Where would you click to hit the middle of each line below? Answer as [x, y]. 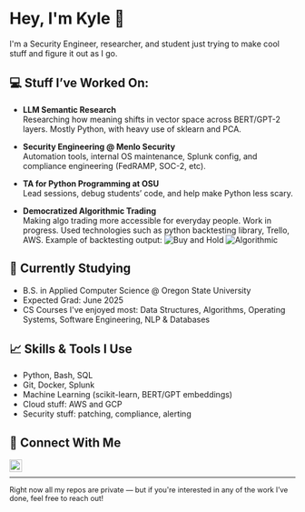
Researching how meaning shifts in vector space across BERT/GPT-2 [152, 119]
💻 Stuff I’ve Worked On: [79, 83]
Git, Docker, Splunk [59, 385]
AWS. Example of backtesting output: [92, 239]
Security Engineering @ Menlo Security [98, 146]
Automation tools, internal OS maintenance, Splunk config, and [140, 156]
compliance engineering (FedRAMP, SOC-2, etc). [114, 166]
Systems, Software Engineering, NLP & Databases [116, 319]
